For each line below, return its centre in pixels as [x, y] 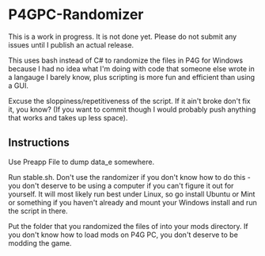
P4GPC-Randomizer [76, 15]
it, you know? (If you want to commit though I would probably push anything [132, 109]
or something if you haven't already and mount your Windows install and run [132, 202]
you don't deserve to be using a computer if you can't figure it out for [121, 185]
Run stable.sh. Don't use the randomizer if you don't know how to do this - [129, 177]
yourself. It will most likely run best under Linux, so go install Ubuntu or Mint [132, 194]
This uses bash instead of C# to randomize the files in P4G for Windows [126, 60]
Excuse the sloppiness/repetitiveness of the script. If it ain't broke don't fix [129, 101]
